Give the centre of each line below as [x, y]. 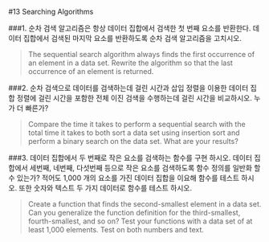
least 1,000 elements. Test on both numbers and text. [116, 230]
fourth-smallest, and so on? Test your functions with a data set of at [140, 221]
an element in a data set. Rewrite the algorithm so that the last [130, 63]
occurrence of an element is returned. [91, 71]
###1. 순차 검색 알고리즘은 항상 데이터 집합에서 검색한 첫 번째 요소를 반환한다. [130, 28]
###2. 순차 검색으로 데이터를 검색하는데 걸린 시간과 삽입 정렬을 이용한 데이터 [128, 88]
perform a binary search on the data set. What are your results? [133, 141]
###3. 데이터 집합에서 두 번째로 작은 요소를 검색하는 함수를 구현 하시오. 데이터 [130, 158]
